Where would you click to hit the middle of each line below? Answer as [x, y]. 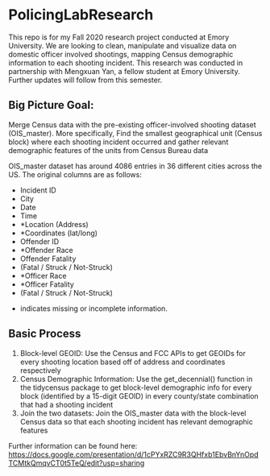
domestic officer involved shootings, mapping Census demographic [121, 54]
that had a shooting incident [66, 404]
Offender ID [39, 241]
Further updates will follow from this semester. [85, 80]
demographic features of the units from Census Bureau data [108, 150]
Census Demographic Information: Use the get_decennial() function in [136, 379]
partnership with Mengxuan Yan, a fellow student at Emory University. [124, 71]
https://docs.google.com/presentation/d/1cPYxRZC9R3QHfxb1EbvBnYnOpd [134, 454]
